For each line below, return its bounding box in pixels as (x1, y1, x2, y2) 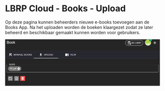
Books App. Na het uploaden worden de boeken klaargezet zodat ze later (5, 24, 153, 30)
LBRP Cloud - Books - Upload (5, 3, 126, 14)
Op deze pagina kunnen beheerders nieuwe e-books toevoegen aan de (5, 19, 150, 25)
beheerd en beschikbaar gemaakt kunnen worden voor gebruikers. (5, 29, 140, 35)
